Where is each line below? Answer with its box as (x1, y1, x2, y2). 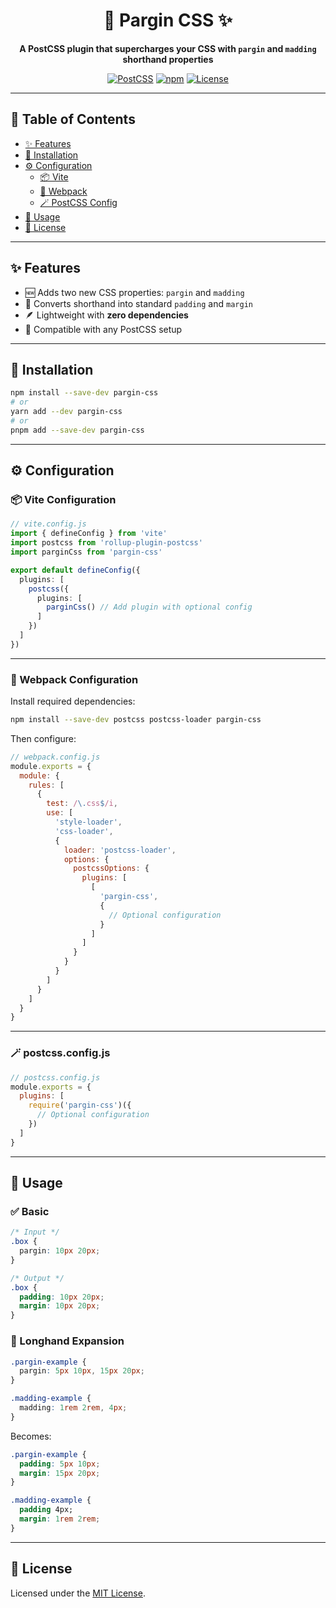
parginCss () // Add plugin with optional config (46, 602, 253, 613)
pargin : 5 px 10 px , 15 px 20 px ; (19, 1366, 145, 1376)
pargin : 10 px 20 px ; (19, 1246, 101, 1256)
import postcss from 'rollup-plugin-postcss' (10, 538, 203, 548)
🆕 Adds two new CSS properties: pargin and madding (24, 286, 245, 298)
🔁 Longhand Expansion (10, 1334, 125, 1348)
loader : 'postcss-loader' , (63, 845, 177, 855)
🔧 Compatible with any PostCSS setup (24, 323, 183, 335)
